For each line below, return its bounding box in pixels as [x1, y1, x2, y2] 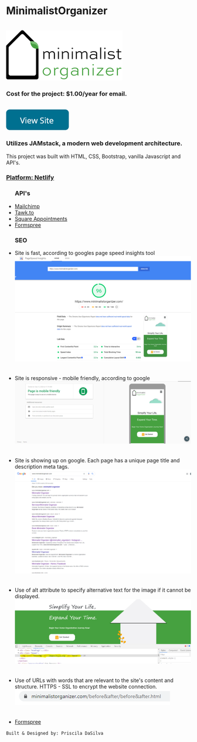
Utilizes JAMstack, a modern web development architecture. [6, 139, 183, 147]
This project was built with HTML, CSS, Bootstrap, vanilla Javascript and [6, 153, 181, 160]
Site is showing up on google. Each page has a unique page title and [14, 457, 180, 464]
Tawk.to [14, 209, 34, 216]
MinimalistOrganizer [6, 4, 108, 18]
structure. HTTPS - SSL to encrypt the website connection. [14, 683, 157, 690]
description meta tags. [14, 463, 69, 471]
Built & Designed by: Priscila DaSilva [6, 730, 104, 737]
